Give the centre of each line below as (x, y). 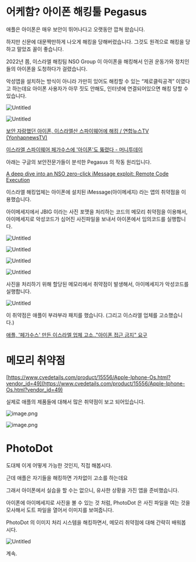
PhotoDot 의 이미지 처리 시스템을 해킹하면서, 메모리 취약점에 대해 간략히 (88, 522)
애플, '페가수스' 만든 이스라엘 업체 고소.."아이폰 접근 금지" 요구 (77, 335)
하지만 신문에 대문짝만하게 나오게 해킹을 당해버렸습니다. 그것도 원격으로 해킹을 (95, 42)
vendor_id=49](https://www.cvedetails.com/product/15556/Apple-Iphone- (96, 383)
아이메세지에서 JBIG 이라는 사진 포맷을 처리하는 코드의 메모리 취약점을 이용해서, (97, 212)
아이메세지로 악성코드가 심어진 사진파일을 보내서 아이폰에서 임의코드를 (86, 219)
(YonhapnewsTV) (27, 137)
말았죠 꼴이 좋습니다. (40, 49)
